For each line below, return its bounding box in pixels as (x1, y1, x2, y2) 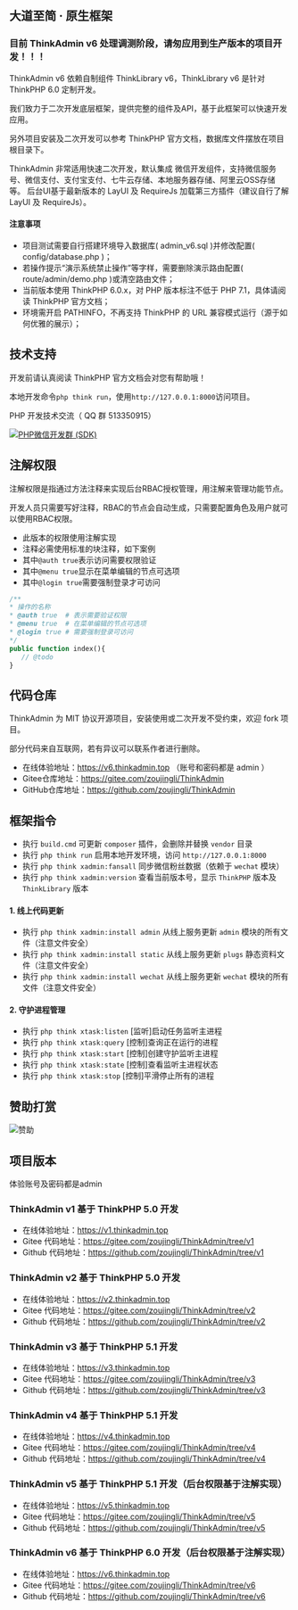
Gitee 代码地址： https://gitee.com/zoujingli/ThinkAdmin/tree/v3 (21, 1373, 256, 1384)
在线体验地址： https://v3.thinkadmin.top (21, 1362, 170, 1373)
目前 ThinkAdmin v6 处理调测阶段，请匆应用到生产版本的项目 (9, 37, 274, 50)
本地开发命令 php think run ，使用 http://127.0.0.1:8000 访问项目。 (9, 391, 255, 401)
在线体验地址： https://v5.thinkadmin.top (21, 1499, 170, 1510)
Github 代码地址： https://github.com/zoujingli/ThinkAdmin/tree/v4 (21, 1453, 266, 1465)
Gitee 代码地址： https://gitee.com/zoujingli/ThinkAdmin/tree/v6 (21, 1580, 256, 1590)
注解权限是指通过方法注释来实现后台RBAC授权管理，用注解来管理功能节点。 (9, 483, 288, 493)
